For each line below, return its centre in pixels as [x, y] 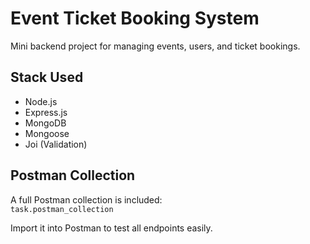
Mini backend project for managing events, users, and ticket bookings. [155, 46]
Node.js [41, 101]
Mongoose [47, 133]
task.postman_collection [62, 209]
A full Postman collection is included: [86, 199]
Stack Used [47, 77]
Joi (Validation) [56, 144]
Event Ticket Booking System [135, 18]
